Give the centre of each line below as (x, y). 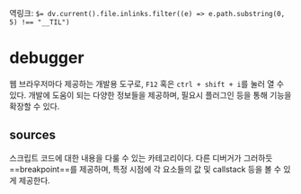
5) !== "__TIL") (40, 22)
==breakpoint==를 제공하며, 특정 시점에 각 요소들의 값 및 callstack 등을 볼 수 (145, 169)
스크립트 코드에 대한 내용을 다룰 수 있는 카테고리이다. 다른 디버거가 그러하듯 (141, 158)
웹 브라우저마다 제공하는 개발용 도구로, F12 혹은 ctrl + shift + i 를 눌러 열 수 (147, 84)
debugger (47, 58)
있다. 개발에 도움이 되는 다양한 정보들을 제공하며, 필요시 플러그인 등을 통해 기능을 (150, 95)
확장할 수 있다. (35, 106)
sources (33, 135)
